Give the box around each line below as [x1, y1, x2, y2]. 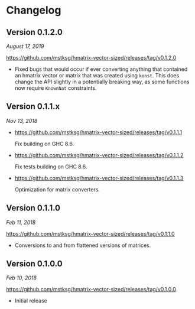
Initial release [14, 297, 47, 304]
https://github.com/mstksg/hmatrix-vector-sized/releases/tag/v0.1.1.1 [14, 128, 182, 136]
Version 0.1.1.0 [6, 203, 61, 213]
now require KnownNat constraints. [14, 84, 97, 92]
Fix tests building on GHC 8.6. [14, 163, 87, 170]
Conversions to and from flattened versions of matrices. [14, 242, 151, 249]
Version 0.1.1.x [6, 102, 60, 112]
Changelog [6, 4, 61, 17]
